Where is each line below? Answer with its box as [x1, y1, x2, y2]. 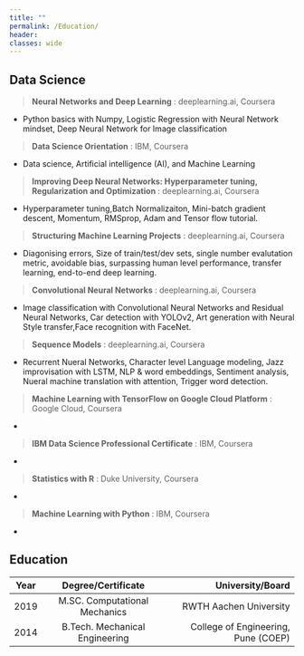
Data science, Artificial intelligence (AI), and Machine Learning [22, 159, 256, 169]
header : [9, 30, 39, 39]
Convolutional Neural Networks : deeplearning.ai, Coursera [31, 285, 257, 295]
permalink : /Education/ [9, 22, 100, 31]
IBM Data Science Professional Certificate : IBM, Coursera [31, 439, 253, 449]
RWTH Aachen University [182, 600, 290, 613]
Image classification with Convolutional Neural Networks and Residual [22, 303, 284, 314]
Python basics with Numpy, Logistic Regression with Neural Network [22, 114, 279, 125]
